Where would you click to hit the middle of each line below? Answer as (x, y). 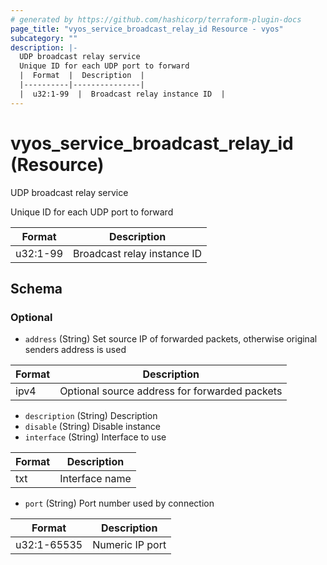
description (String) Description (91, 416)
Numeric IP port (129, 545)
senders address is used (75, 350)
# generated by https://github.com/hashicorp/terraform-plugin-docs (156, 19)
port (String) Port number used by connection (119, 503)
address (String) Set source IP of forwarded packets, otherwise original (171, 339)
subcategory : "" (44, 38)
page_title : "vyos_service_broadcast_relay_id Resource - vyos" (147, 29)
